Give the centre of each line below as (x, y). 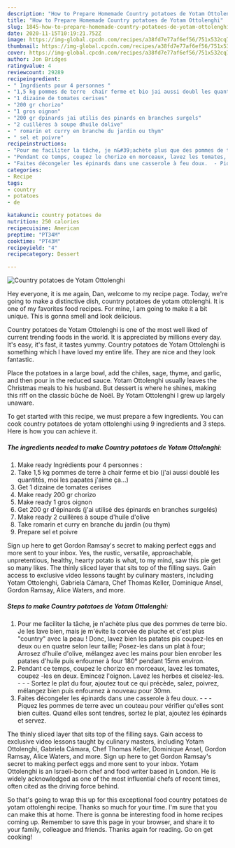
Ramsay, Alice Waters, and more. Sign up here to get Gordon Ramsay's (109, 756)
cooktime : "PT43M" (34, 241)
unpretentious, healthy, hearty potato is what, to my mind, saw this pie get (114, 560)
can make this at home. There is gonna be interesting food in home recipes (115, 815)
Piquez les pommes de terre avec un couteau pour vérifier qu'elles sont (120, 706)
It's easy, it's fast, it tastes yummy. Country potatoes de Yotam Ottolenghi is (116, 345)
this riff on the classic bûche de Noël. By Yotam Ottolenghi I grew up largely (116, 396)
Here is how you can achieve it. (52, 431)
